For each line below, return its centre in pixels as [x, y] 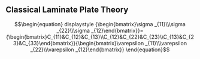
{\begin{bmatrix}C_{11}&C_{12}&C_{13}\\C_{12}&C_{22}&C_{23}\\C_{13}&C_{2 [100, 37]
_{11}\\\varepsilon [166, 43]
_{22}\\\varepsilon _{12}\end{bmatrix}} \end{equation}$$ [100, 49]
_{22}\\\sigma [73, 30]
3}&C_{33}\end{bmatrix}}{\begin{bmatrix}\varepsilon [79, 43]
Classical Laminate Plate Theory [67, 10]
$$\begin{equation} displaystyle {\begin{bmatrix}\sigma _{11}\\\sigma [100, 24]
